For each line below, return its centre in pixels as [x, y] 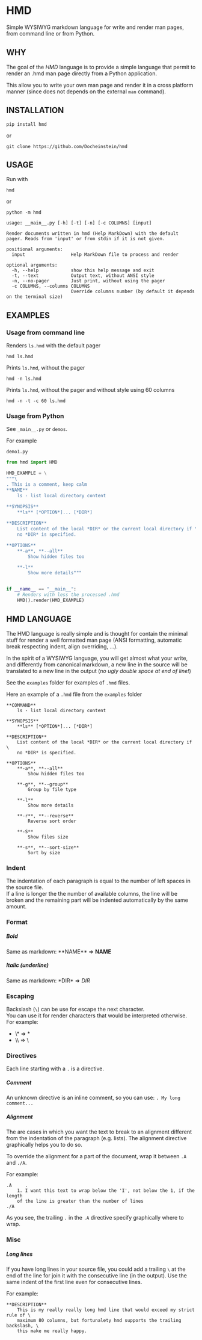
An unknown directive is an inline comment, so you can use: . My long [93, 1098]
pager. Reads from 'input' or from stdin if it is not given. [86, 239]
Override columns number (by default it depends [133, 292]
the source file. [25, 887]
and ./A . [17, 1163]
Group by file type [52, 789]
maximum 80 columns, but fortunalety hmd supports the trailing [99, 1321]
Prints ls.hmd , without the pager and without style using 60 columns [90, 390]
